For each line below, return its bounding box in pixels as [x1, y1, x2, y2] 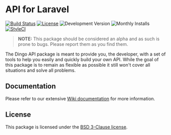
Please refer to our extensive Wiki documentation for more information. [5, 95, 155, 101]
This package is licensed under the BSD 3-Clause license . [5, 124, 128, 130]
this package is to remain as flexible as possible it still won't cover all [5, 62, 151, 68]
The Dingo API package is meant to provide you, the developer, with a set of [5, 51, 166, 57]
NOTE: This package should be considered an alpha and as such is [17, 36, 160, 42]
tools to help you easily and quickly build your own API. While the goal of [5, 56, 159, 62]
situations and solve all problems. [5, 67, 76, 73]
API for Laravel [5, 4, 69, 15]
